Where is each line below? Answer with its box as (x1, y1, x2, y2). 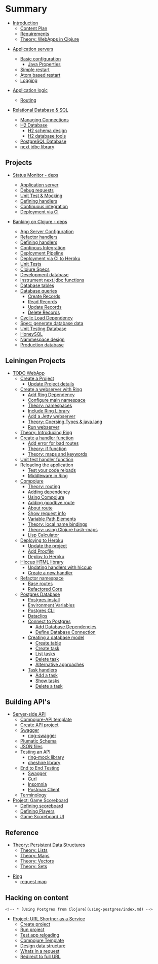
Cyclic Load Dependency (20, 314, 73, 320)
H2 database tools (27, 133, 66, 139)
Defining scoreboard (20, 803, 63, 809)
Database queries (20, 287, 57, 294)
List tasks (35, 651, 56, 657)
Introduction (12, 20, 38, 26)
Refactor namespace (20, 575, 64, 581)
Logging (20, 77, 38, 83)
